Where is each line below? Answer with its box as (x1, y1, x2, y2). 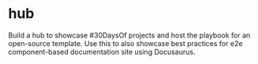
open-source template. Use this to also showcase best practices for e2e (8, 38, 243, 48)
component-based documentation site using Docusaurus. (8, 47, 196, 56)
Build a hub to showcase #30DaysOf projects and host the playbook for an (8, 30, 251, 40)
